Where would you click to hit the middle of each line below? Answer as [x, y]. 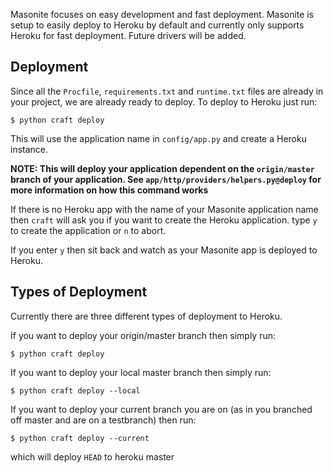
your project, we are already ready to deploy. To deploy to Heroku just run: [164, 101]
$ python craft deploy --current [80, 438]
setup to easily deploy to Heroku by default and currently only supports [157, 25]
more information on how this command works [109, 190]
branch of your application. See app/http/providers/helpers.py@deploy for [166, 179]
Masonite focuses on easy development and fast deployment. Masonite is [162, 14]
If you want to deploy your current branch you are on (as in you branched [161, 409]
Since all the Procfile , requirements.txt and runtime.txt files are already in [167, 91]
